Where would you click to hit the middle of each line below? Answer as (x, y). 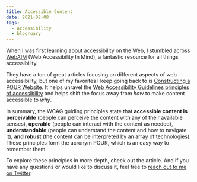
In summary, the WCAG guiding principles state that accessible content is (97, 111)
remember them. (27, 149)
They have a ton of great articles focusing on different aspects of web (91, 75)
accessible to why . (29, 100)
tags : (13, 23)
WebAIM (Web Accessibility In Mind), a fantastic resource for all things (93, 57)
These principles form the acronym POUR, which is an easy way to (88, 143)
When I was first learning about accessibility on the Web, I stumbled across (98, 50)
